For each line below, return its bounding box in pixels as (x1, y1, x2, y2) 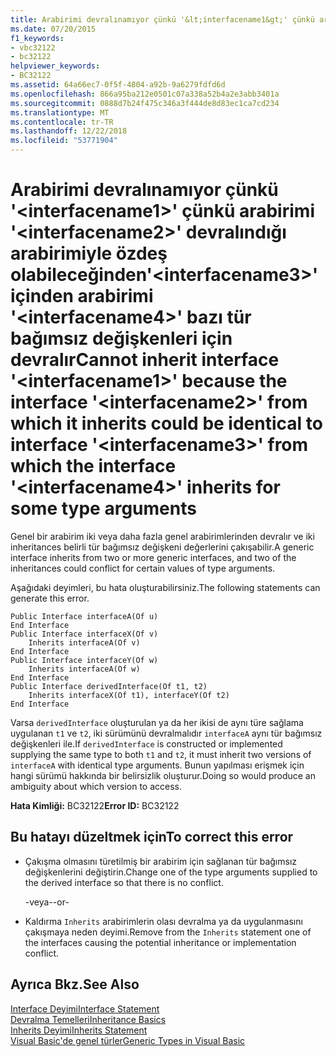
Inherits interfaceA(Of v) (28, 637, 141, 648)
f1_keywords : (10, 33, 65, 43)
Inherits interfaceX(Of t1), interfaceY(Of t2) (28, 690, 230, 700)
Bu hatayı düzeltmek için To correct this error (10, 829, 294, 846)
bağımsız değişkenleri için (10, 327, 233, 350)
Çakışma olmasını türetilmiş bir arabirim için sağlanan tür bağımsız (24, 855, 298, 867)
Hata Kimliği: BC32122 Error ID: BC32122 (10, 799, 180, 811)
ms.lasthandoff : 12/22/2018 (10, 126, 128, 136)
